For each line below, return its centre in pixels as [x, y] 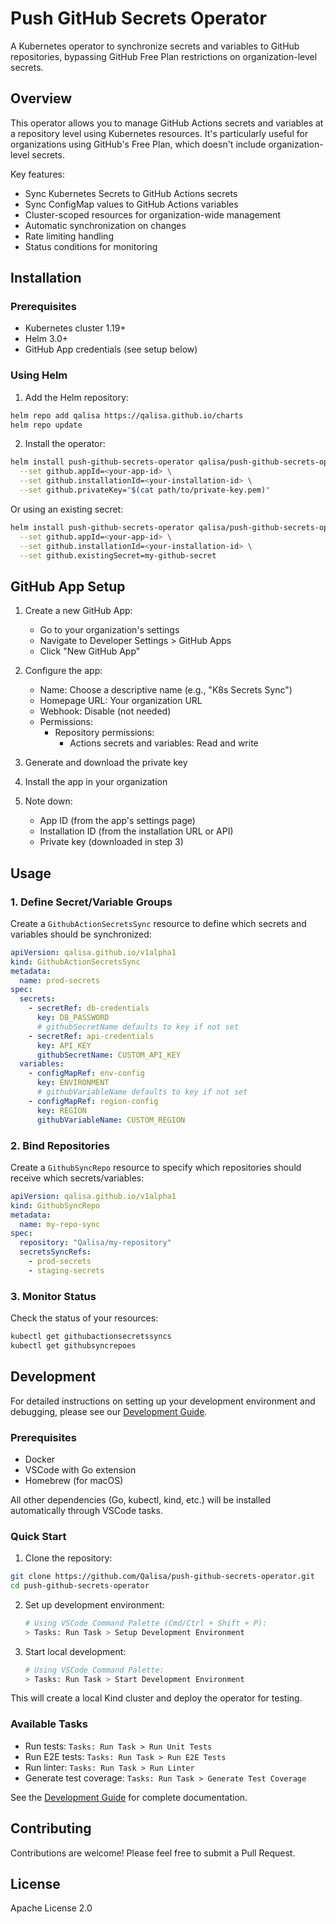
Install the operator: [65, 444]
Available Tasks [49, 1724]
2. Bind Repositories [60, 1145]
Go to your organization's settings [109, 630]
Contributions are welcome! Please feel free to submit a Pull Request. [153, 1853]
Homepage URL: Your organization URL [121, 701]
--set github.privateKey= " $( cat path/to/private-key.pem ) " [145, 490]
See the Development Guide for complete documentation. [129, 1797]
